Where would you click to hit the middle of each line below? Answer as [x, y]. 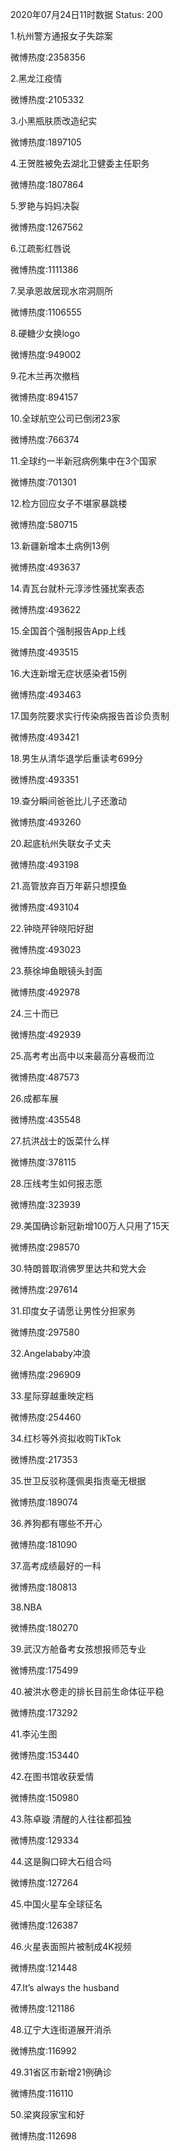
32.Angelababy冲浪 [50, 1353]
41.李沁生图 [34, 1734]
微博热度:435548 [46, 1119]
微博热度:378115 [43, 1162]
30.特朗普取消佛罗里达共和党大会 [78, 1268]
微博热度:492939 [46, 1034]
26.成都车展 [34, 1098]
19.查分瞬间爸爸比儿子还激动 [69, 801]
